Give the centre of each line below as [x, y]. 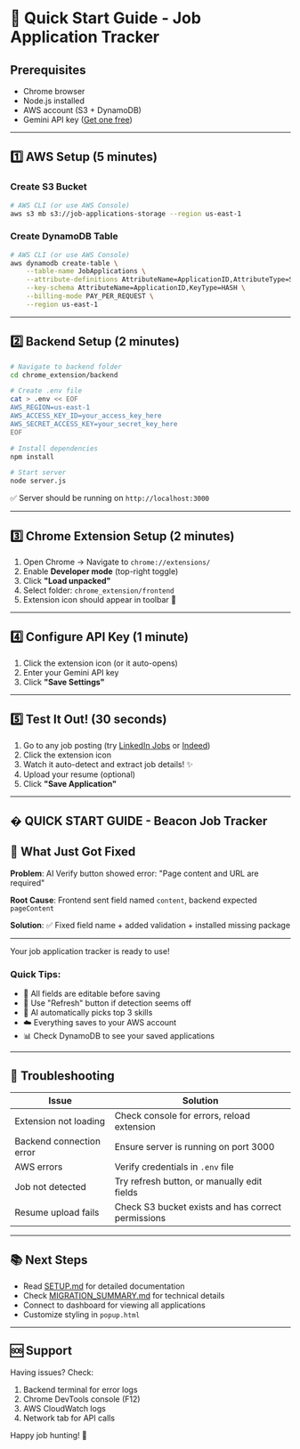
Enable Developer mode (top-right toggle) [101, 571]
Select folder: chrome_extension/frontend [98, 590]
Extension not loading [60, 1121]
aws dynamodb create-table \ [64, 263]
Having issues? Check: [52, 1372]
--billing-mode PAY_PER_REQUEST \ [90, 296]
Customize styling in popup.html [81, 1314]
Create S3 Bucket [49, 187]
